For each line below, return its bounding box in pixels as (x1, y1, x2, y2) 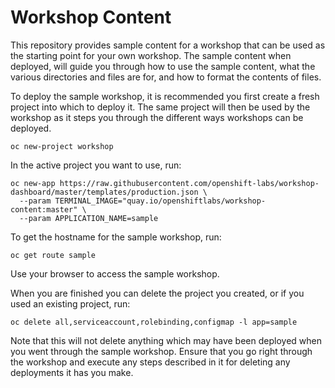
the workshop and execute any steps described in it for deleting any (10, 356, 291, 368)
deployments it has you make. (10, 366, 134, 378)
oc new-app (10, 178, 56, 188)
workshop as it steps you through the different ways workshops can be (10, 111, 304, 123)
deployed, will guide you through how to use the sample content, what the (10, 60, 316, 72)
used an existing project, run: (10, 297, 131, 310)
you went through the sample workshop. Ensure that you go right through (10, 345, 313, 357)
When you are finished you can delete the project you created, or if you (10, 287, 305, 299)
